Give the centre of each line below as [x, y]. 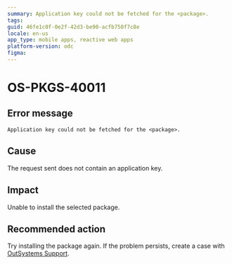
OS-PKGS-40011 [57, 88]
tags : [15, 20]
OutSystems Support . [38, 253]
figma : [17, 53]
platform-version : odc [40, 46]
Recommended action [57, 229]
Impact [23, 190]
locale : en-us [28, 33]
